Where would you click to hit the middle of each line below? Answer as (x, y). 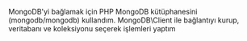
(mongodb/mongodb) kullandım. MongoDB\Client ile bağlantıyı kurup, (124, 20)
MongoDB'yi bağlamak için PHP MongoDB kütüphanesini (103, 12)
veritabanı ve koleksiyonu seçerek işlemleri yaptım (92, 29)
